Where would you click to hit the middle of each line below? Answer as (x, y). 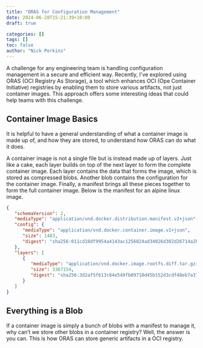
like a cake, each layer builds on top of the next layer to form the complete (99, 164)
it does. (16, 146)
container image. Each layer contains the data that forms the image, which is (101, 171)
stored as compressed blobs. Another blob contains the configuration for (97, 177)
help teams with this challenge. (45, 100)
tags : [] (17, 40)
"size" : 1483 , (40, 236)
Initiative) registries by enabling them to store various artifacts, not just (94, 87)
